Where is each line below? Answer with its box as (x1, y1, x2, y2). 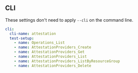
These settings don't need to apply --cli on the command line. (5, 17, 134, 23)
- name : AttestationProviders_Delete (14, 63, 92, 68)
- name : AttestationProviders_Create (14, 45, 92, 50)
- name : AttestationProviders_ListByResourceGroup (14, 59, 120, 64)
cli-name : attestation (9, 31, 56, 36)
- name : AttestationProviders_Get (14, 49, 85, 55)
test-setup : (9, 36, 34, 41)
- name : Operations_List (14, 40, 65, 45)
